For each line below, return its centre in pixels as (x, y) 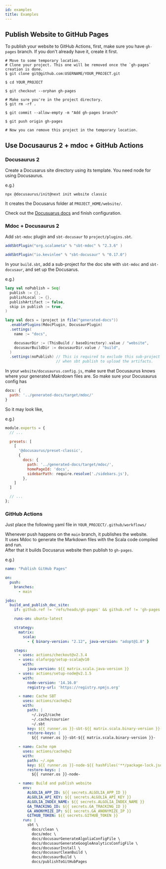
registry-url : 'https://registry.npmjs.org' (74, 687)
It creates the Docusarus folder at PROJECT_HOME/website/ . (64, 203)
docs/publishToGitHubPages (59, 862)
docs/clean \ (45, 830)
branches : (24, 587)
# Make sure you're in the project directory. (54, 100)
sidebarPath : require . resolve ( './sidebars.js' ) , (78, 474)
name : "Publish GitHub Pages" (36, 569)
